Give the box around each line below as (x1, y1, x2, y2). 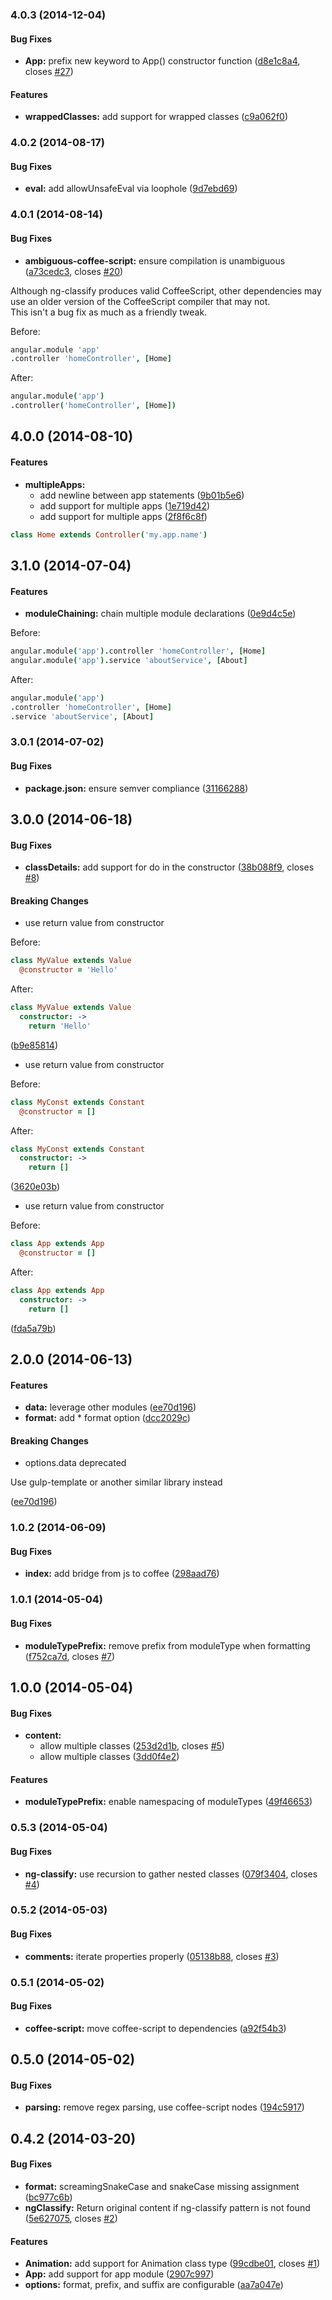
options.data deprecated (24, 1457, 127, 1469)
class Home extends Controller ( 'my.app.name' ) (10, 529, 208, 540)
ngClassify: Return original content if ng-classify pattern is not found (24, 2201, 311, 2213)
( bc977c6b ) (24, 2191, 73, 2203)
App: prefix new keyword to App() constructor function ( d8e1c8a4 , (24, 55, 301, 67)
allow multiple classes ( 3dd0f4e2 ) (39, 1751, 180, 1763)
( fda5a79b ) (10, 1322, 57, 1334)
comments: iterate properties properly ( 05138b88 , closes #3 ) (24, 1950, 280, 1962)
